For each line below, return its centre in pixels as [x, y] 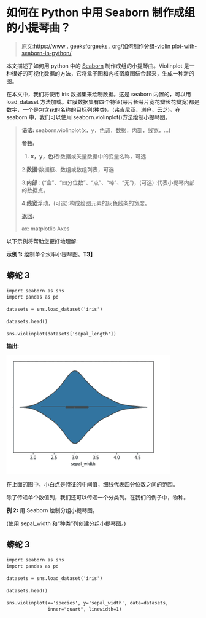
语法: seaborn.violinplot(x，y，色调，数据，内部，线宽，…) [96, 130]
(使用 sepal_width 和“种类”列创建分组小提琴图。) [66, 523]
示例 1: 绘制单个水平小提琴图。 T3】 [51, 254]
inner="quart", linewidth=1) [85, 609]
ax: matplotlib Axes [45, 229]
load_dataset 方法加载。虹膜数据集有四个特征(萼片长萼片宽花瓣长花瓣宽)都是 [103, 101]
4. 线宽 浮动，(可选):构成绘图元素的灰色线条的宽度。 [86, 203]
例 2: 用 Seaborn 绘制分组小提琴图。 [52, 510]
